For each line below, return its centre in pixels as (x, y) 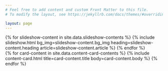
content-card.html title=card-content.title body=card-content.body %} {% (81, 59)
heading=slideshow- (132, 43)
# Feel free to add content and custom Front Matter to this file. (77, 10)
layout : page (19, 23)
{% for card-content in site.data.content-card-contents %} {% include (77, 53)
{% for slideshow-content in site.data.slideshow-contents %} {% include (80, 37)
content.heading (22, 48)
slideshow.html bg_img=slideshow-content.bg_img (57, 43)
